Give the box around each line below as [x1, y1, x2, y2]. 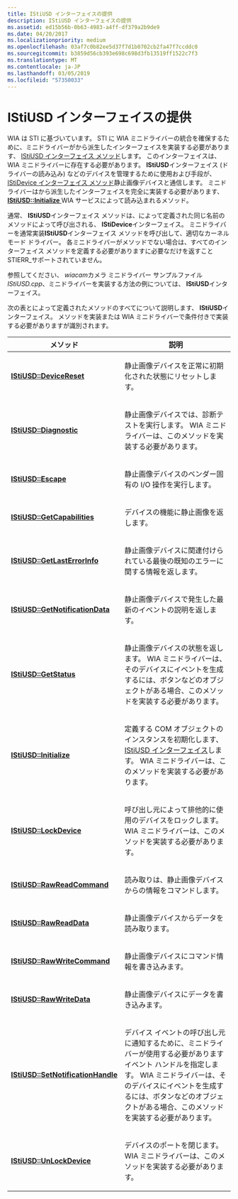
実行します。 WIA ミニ [145, 421, 220, 430]
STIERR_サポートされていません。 [7, 256, 106, 264]
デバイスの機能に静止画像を [124, 507, 217, 517]
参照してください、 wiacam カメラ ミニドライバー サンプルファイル [7, 271, 203, 279]
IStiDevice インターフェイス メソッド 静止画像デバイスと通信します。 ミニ [7, 178, 221, 187]
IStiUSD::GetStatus [11, 669, 76, 679]
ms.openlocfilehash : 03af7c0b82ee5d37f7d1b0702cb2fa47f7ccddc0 [7, 43, 198, 50]
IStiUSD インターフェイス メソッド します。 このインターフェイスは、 [21, 152, 221, 161]
